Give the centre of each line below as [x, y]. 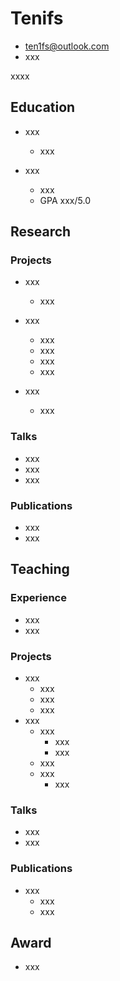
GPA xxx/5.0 [65, 200]
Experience [38, 598]
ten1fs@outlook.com [67, 46]
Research [41, 232]
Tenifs [37, 18]
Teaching [40, 569]
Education [43, 107]
